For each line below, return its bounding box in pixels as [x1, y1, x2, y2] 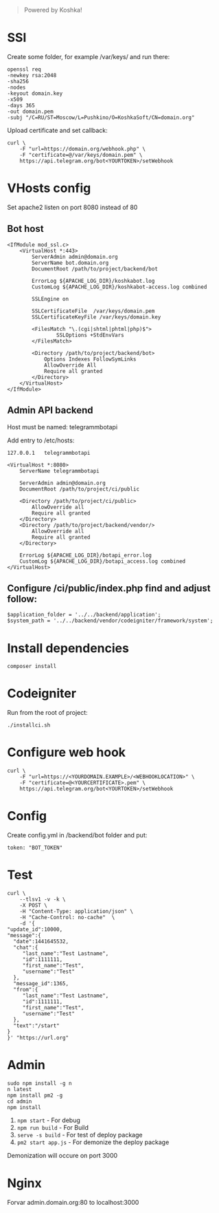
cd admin [7, 1097, 32, 1105]
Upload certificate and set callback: [7, 126, 108, 134]
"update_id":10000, [7, 926, 63, 933]
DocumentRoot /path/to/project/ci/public [19, 485, 139, 493]
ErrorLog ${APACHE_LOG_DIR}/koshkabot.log [32, 277, 155, 284]
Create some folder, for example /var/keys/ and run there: [7, 52, 170, 61]
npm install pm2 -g [7, 1092, 63, 1099]
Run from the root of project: [7, 709, 88, 717]
